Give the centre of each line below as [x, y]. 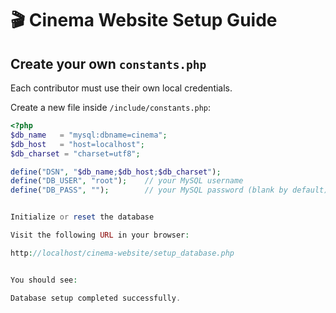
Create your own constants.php [108, 63]
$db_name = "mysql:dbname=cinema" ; [89, 135]
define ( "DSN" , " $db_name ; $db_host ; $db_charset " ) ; [116, 172]
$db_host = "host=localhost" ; [77, 144]
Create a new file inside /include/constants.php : [111, 107]
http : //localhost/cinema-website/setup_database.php [122, 253]
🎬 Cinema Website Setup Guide [144, 20]
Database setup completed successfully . [96, 298]
